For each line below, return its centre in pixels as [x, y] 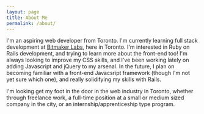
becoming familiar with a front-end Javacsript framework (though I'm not [98, 73]
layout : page [23, 12]
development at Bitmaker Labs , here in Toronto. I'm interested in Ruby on [98, 47]
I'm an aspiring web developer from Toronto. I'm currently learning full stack [102, 41]
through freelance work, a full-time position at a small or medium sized [95, 98]
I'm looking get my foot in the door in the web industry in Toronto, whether [100, 91]
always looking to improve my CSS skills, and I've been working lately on [98, 60]
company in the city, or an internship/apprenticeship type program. [91, 104]
